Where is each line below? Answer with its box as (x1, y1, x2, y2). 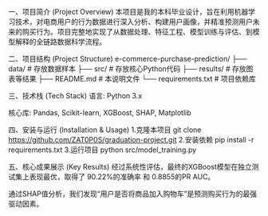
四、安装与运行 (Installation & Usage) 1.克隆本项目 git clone (8, 125, 202, 134)
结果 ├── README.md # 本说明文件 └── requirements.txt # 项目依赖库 (22, 74, 257, 83)
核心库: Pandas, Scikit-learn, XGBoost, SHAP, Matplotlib (8, 108, 191, 118)
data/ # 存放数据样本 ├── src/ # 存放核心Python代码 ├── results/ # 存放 (8, 64, 246, 74)
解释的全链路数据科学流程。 (14, 37, 106, 46)
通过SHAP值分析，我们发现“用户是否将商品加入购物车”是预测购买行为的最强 (8, 189, 258, 198)
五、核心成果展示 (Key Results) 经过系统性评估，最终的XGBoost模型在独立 (8, 162, 253, 171)
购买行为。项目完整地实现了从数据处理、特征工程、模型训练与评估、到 (22, 27, 253, 36)
